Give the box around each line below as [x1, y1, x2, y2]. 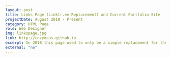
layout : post [5, 7, 33, 13]
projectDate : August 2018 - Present [5, 17, 83, 22]
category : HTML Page [5, 21, 49, 27]
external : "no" [5, 45, 38, 50]
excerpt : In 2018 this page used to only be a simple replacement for [5, 40, 158, 45]
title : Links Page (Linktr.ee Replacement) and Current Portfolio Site [5, 12, 160, 17]
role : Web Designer [5, 26, 47, 31]
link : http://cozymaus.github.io [5, 36, 76, 41]
